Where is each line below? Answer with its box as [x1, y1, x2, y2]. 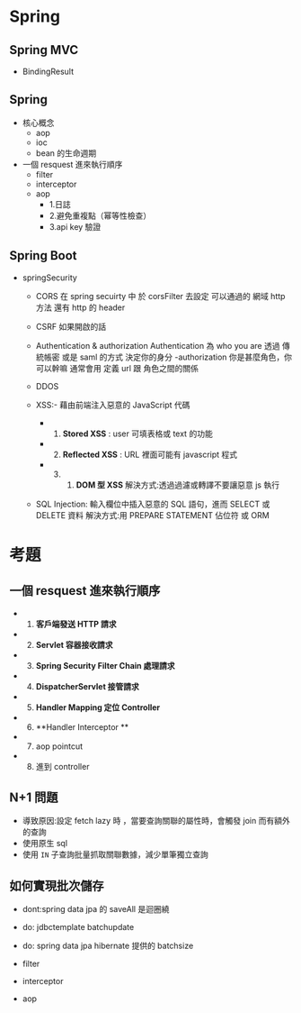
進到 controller [35, 761, 90, 771]
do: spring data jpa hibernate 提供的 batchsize [22, 940, 194, 952]
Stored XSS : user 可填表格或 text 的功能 [62, 428, 213, 439]
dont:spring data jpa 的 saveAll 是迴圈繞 [22, 904, 170, 915]
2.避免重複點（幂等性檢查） [49, 210, 151, 221]
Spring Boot [9, 248, 77, 263]
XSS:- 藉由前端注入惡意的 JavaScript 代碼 [35, 399, 190, 410]
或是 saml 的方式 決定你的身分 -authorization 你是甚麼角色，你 [61, 351, 292, 362]
